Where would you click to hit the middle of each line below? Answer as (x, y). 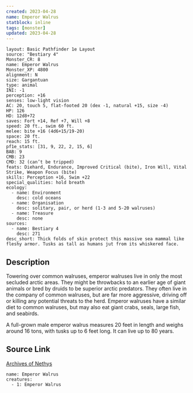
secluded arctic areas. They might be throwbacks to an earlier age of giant (96, 282)
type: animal (22, 86)
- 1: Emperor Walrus (36, 384)
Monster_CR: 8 (23, 60)
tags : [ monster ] (26, 28)
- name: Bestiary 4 (35, 229)
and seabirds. (23, 313)
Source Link (28, 349)
